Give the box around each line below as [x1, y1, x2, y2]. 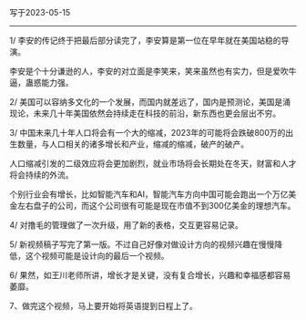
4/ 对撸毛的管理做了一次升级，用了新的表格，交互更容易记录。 [9, 220, 244, 230]
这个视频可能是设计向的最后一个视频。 [25, 251, 169, 261]
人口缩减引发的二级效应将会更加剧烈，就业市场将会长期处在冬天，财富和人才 [9, 158, 297, 169]
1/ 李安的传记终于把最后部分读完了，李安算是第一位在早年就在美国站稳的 [9, 35, 281, 46]
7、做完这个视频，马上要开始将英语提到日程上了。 [9, 301, 198, 311]
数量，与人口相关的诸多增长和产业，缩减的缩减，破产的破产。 [16, 139, 249, 150]
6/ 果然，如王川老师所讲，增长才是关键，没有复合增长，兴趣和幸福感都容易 [9, 270, 291, 280]
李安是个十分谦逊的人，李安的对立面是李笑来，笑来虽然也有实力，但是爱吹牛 [9, 66, 297, 77]
